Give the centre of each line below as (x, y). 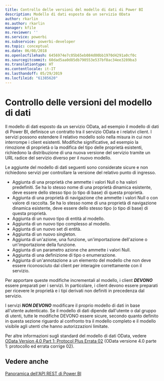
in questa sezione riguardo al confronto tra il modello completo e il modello (81, 321)
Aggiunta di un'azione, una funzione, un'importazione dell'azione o (80, 239)
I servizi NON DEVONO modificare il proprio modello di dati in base (73, 305)
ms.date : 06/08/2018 (26, 51)
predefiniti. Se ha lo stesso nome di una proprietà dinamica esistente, (82, 187)
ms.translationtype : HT (29, 64)
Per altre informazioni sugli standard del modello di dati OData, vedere (76, 336)
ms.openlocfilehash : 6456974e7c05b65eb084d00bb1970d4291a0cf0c (71, 55)
